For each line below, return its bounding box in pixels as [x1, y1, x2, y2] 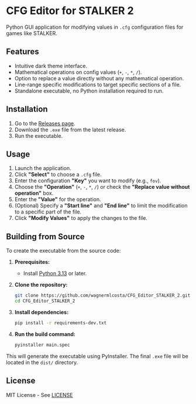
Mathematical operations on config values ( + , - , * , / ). [14, 69, 142, 76]
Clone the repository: [14, 281, 68, 288]
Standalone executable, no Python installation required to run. [14, 87, 164, 94]
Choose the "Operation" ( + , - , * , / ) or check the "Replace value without [14, 184, 190, 191]
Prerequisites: [14, 259, 50, 266]
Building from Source [6, 232, 85, 242]
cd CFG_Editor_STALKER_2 [14, 298, 75, 304]
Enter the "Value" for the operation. [14, 196, 101, 203]
